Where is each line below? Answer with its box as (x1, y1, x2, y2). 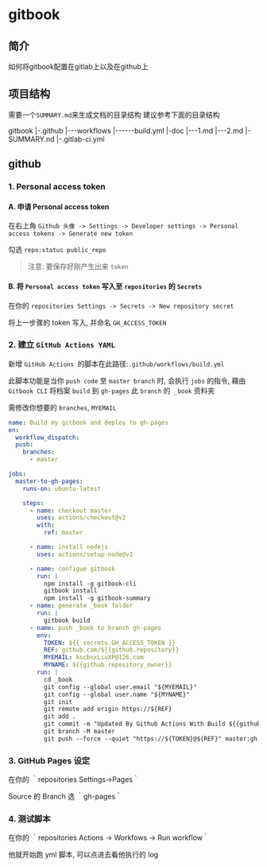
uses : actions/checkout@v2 (37, 514, 126, 522)
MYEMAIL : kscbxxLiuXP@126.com (43, 654, 145, 662)
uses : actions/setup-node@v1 (37, 550, 133, 558)
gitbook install (43, 587, 98, 595)
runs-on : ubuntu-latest (22, 484, 102, 492)
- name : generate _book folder (29, 602, 133, 610)
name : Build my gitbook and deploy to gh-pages (8, 418, 169, 426)
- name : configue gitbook (29, 565, 115, 573)
